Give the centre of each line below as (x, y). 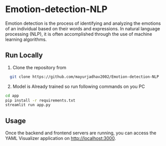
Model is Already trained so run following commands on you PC (79, 86)
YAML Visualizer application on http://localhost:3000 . (61, 138)
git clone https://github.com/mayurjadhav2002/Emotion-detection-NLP (84, 77)
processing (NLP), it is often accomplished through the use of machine (79, 34)
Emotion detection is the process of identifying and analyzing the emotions (83, 23)
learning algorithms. (26, 39)
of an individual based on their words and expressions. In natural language (83, 28)
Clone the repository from (39, 67)
